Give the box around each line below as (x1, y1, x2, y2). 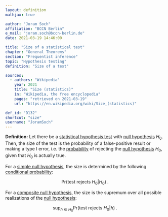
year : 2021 (14, 82, 37, 87)
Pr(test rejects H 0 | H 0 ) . (61, 178, 109, 186)
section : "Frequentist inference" (5, 54, 78, 59)
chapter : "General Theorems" (5, 49, 67, 54)
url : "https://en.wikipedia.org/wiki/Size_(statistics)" (14, 101, 137, 106)
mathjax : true (5, 12, 35, 17)
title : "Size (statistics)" (14, 87, 73, 92)
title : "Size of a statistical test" (5, 45, 85, 50)
